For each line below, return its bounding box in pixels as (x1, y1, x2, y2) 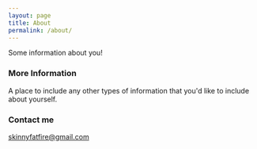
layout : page (8, 11, 51, 20)
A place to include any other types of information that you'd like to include (8, 86, 250, 95)
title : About (8, 19, 51, 27)
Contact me (8, 114, 55, 125)
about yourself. (8, 94, 58, 104)
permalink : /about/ (8, 26, 73, 34)
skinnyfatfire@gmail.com (8, 132, 89, 141)
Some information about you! (8, 48, 103, 58)
